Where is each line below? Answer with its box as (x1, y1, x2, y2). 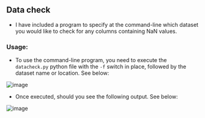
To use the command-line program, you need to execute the (15, 57, 167, 64)
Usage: (6, 43, 29, 51)
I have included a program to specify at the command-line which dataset (15, 21, 199, 28)
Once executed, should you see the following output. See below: (15, 93, 179, 100)
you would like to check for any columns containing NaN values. (15, 27, 177, 35)
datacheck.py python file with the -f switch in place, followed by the (15, 63, 187, 71)
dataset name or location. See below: (15, 69, 110, 77)
